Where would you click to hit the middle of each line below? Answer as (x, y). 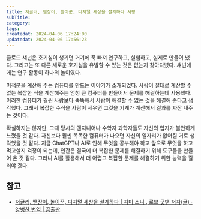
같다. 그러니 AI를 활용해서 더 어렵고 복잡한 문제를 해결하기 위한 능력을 (106, 158)
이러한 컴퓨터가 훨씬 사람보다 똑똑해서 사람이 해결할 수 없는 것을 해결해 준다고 (97, 100)
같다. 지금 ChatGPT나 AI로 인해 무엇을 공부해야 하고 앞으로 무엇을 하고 (111, 143)
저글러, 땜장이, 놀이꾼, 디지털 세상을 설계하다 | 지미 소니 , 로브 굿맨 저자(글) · (104, 202)
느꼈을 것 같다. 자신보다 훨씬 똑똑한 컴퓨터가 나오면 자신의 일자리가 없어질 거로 (97, 135)
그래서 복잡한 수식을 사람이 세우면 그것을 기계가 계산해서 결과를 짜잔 (103, 108)
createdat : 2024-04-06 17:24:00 (46, 34)
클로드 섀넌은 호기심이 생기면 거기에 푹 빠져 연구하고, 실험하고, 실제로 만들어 (95, 57)
